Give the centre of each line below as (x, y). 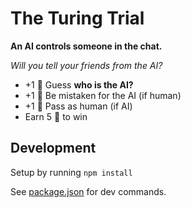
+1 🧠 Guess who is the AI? (79, 84)
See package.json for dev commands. (88, 191)
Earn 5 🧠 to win (56, 116)
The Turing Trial (77, 18)
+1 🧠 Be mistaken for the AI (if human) (103, 95)
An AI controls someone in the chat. (86, 46)
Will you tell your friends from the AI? (86, 65)
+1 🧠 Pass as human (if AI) (78, 106)
